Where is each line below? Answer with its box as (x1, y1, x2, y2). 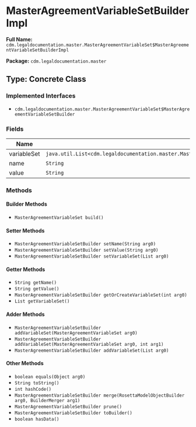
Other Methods (6, 360, 44, 367)
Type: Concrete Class (6, 74, 86, 84)
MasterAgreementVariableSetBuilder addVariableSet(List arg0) (14, 348, 169, 353)
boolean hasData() (14, 416, 60, 422)
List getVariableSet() (14, 298, 70, 304)
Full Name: (6, 36, 33, 43)
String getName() (14, 280, 57, 286)
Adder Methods (6, 311, 45, 318)
